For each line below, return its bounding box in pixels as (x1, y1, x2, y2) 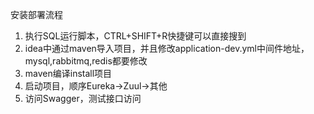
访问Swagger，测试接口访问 (24, 93, 142, 104)
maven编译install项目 (24, 68, 113, 79)
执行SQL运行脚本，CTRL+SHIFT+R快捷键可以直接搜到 (24, 30, 247, 42)
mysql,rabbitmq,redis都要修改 (24, 55, 148, 67)
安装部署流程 (10, 9, 63, 20)
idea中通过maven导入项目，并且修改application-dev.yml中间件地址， (24, 43, 310, 54)
